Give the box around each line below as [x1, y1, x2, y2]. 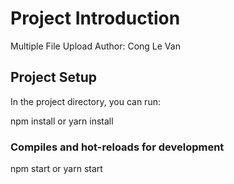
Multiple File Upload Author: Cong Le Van [10, 40, 181, 52]
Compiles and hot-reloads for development [10, 140, 225, 154]
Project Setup [10, 69, 98, 86]
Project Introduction [10, 7, 181, 30]
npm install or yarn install [10, 115, 114, 127]
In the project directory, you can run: [10, 95, 161, 107]
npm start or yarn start [10, 163, 103, 175]
